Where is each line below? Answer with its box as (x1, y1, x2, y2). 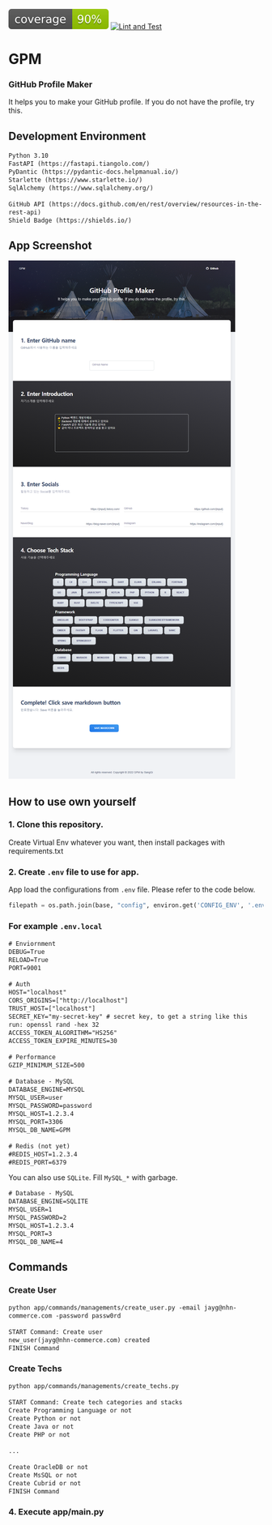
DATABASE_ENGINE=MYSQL (8, 1086, 85, 1094)
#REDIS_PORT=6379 (8, 1159, 67, 1167)
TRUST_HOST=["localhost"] (8, 1005, 96, 1013)
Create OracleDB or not (8, 1463, 89, 1472)
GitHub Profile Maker (8, 79, 93, 90)
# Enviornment (8, 940, 57, 948)
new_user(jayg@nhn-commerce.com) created (8, 1335, 151, 1344)
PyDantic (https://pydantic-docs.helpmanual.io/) (8, 168, 180, 177)
